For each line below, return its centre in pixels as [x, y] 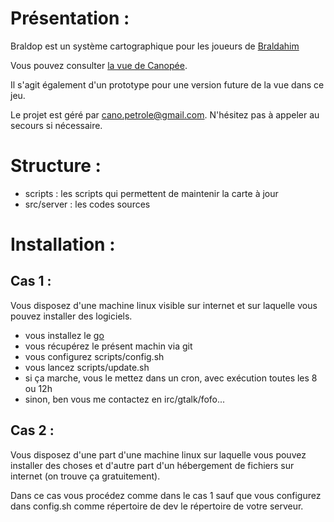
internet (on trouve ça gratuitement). [85, 476]
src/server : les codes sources [87, 204]
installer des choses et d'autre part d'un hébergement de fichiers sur [152, 465]
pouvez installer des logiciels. [71, 316]
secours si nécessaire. [56, 125]
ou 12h [38, 388]
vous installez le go [64, 335]
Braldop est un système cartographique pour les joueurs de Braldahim [155, 46]
